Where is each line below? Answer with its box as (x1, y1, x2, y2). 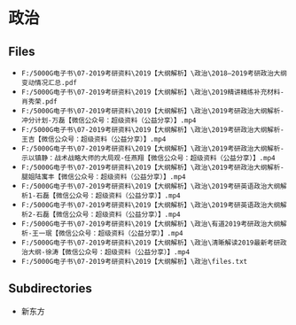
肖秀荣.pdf (20, 97, 58, 106)
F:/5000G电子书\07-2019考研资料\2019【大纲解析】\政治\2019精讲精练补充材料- (20, 88, 284, 97)
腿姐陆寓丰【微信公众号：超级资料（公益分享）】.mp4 (20, 173, 186, 182)
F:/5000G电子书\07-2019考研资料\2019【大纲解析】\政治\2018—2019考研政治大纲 (20, 69, 287, 78)
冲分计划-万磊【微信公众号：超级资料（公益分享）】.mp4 (20, 116, 197, 125)
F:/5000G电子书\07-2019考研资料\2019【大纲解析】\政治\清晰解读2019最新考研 (20, 238, 281, 247)
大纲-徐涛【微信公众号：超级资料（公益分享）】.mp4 (27, 248, 191, 257)
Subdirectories (8, 281, 92, 297)
